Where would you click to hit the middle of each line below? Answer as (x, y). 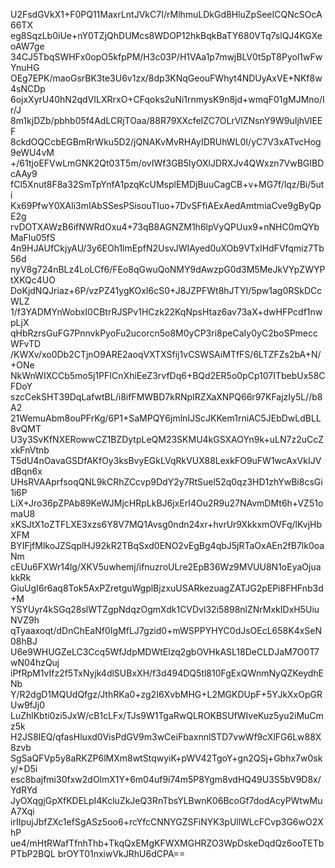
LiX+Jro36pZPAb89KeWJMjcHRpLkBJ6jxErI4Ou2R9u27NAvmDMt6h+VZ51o (167, 503)
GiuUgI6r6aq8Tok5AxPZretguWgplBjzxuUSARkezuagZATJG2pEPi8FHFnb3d (167, 588)
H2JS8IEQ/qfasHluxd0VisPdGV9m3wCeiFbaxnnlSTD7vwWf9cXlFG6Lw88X (166, 737)
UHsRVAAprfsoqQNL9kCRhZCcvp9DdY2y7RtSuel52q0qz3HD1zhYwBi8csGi (166, 482)
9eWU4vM (32, 152)
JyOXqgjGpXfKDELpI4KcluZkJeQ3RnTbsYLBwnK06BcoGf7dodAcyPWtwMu (166, 800)
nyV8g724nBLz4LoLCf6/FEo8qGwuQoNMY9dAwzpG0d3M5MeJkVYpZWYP (168, 269)
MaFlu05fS (33, 237)
